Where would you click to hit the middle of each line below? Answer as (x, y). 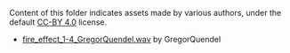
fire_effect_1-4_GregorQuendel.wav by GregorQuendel (121, 39)
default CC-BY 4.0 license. (58, 22)
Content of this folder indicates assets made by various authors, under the (145, 13)
